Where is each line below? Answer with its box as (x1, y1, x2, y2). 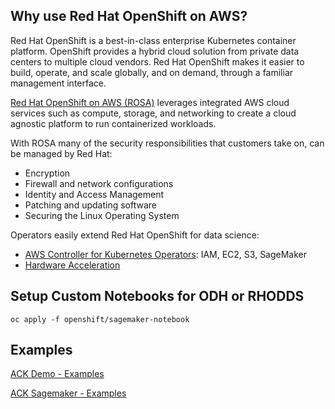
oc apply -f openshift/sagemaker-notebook (10, 314, 190, 324)
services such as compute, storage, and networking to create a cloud (10, 107, 297, 119)
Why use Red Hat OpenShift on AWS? (10, 8, 248, 25)
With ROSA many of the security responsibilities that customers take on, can (10, 137, 325, 149)
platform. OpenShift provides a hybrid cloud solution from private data (10, 45, 300, 57)
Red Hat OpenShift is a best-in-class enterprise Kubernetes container (10, 34, 297, 46)
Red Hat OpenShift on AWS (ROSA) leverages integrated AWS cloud (10, 96, 290, 108)
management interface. (10, 77, 107, 89)
